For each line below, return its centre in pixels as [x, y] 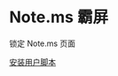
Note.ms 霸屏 [59, 17]
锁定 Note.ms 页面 [43, 43]
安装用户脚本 [32, 62]
